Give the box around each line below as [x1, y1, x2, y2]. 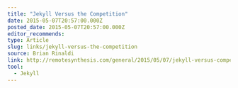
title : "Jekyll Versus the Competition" [7, 10, 129, 18]
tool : [7, 63, 23, 70]
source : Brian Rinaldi [7, 50, 74, 57]
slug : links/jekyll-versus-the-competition [7, 43, 138, 50]
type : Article [7, 37, 50, 44]
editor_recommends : [7, 30, 65, 38]
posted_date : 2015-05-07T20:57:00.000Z [7, 23, 125, 31]
